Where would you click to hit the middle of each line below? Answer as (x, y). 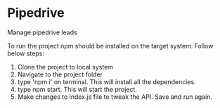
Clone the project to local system (65, 67)
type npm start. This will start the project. (77, 89)
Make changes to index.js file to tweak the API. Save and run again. (115, 97)
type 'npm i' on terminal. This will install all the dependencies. (106, 81)
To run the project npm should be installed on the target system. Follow (110, 46)
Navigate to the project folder (60, 74)
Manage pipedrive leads (42, 32)
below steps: (26, 53)
